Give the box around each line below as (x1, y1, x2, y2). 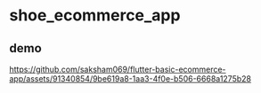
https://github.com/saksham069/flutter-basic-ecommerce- (9, 64, 226, 74)
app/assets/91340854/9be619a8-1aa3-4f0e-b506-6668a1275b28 (9, 74, 252, 84)
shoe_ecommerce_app (9, 5, 181, 26)
